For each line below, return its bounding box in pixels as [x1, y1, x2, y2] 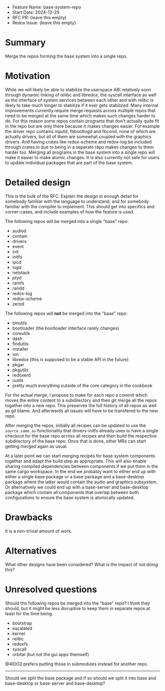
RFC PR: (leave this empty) [12, 15, 67, 20]
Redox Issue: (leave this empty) [12, 20, 76, 26]
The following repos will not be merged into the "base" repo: [5, 310, 128, 316]
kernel [12, 631, 26, 636]
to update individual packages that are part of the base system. [5, 160, 134, 166]
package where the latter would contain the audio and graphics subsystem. [5, 479, 158, 485]
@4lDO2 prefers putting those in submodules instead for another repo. [5, 661, 148, 667]
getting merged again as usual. [5, 443, 68, 449]
